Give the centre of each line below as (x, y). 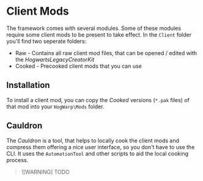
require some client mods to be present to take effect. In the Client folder (99, 34)
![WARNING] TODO (46, 172)
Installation (28, 85)
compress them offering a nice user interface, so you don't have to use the (101, 147)
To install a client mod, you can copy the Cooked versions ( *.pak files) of (98, 100)
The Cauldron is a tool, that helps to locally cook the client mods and (93, 140)
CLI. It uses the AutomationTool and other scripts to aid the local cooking (97, 153)
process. (17, 160)
